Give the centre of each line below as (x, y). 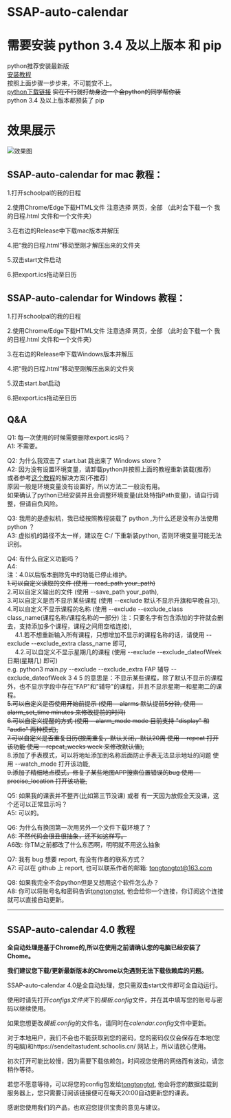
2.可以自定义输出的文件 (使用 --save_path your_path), (83, 592)
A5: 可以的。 (25, 813)
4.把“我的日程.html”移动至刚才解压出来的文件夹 (74, 245)
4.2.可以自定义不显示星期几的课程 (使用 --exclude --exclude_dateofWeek (118, 652)
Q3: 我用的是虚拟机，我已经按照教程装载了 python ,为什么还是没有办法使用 (113, 518)
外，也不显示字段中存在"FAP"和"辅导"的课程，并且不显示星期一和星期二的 (112, 686)
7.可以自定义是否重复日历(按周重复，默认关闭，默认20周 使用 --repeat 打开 (113, 738)
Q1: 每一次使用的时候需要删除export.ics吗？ (69, 437)
